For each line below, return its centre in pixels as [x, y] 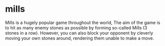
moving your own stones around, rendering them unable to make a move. [80, 38]
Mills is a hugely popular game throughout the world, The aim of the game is [83, 23]
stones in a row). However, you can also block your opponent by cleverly [79, 33]
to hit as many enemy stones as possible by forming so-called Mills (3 [76, 27]
